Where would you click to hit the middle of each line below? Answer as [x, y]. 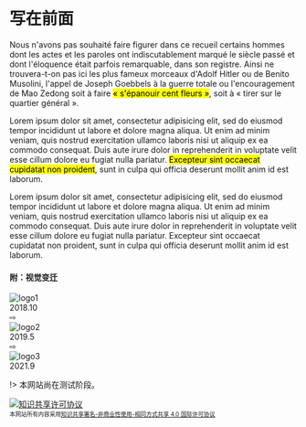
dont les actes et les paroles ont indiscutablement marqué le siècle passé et [152, 54]
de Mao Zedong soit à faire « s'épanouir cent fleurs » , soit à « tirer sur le [145, 93]
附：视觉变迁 [33, 277]
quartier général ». [44, 102]
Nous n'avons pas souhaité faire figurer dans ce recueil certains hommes [147, 44]
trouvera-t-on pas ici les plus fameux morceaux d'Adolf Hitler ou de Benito [149, 73]
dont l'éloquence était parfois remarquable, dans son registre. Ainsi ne [142, 64]
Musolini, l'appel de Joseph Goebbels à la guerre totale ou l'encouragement [152, 83]
